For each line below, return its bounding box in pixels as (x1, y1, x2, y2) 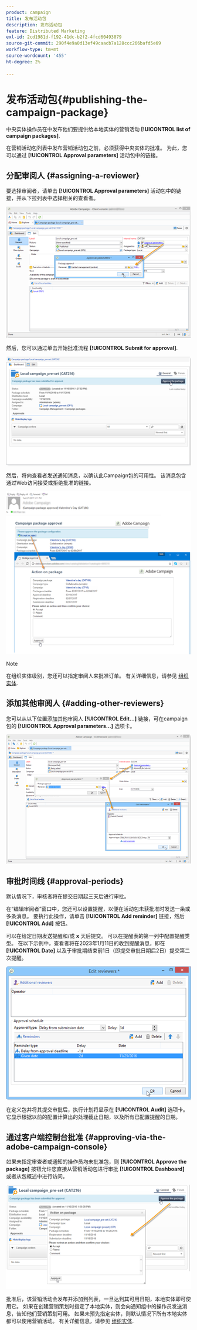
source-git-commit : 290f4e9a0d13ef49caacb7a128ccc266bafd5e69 (6, 40, 161, 46)
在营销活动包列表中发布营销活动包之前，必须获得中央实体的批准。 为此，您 (6, 144, 188, 152)
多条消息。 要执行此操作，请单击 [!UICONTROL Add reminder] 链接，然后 (6, 913, 185, 920)
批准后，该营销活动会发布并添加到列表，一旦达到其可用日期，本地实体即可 (6, 1295, 186, 1302)
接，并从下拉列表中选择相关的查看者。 (6, 195, 98, 202)
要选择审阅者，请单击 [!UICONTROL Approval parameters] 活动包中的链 (6, 188, 182, 195)
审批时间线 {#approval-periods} (6, 876, 124, 886)
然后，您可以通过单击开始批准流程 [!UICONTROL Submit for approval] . (6, 345, 178, 352)
